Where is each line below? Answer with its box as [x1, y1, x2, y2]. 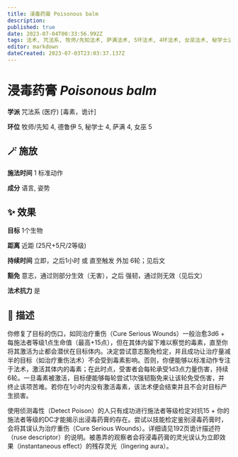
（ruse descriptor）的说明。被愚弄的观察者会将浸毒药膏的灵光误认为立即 [7, 433, 220, 441]
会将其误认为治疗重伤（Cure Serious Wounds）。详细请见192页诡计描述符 [7, 424, 221, 433]
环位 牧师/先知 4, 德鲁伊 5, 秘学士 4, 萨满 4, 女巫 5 [7, 122, 152, 131]
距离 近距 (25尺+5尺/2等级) [7, 242, 87, 250]
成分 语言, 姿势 [7, 184, 50, 192]
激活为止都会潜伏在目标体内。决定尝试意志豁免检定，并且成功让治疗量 [19, 347, 225, 356]
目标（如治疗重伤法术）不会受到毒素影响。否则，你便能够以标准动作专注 [19, 356, 231, 365]
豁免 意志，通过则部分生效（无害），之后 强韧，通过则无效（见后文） [7, 271, 207, 280]
